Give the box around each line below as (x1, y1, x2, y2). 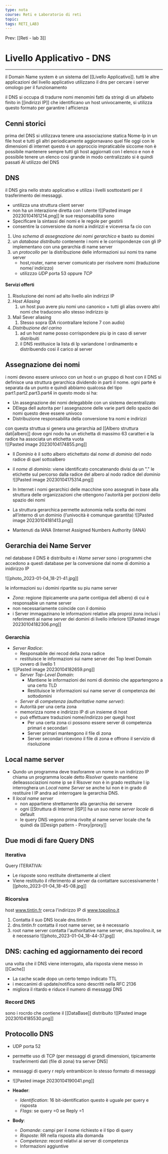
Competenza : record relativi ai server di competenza (19, 1137, 128, 1143)
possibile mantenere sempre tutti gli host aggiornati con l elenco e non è (5, 149, 154, 154)
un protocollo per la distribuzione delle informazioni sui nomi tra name (12, 249, 156, 255)
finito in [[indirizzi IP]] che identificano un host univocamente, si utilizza (5, 100, 152, 106)
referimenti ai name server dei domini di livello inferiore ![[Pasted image (12, 616, 160, 622)
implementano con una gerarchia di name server (12, 243, 113, 249)
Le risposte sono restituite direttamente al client (12, 873, 111, 879)
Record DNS (5, 999, 35, 1006)
